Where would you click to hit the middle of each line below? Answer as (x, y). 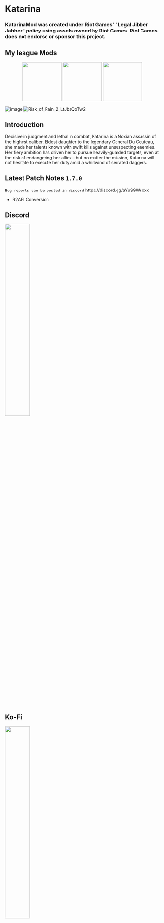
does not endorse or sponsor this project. (56, 37)
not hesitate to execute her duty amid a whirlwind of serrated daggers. (76, 162)
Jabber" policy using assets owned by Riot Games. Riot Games (81, 31)
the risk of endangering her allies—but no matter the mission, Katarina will (80, 157)
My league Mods (31, 53)
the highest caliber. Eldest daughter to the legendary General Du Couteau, (80, 142)
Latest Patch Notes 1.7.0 (44, 178)
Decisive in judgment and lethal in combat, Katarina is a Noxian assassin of (81, 136)
